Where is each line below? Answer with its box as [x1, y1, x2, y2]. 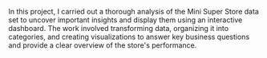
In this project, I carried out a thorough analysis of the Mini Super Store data [8, 7, 259, 16]
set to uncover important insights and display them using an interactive [8, 15, 243, 25]
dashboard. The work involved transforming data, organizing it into [8, 24, 229, 33]
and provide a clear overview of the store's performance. [8, 41, 197, 50]
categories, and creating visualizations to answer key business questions [8, 32, 250, 41]
